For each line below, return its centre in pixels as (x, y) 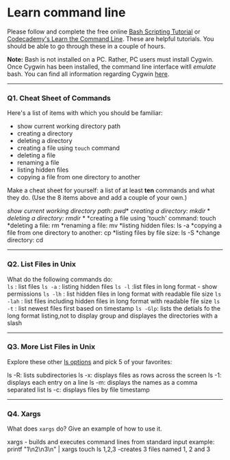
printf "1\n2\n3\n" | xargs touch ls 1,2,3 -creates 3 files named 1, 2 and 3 (109, 449)
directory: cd (25, 240)
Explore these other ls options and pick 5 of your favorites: (90, 361)
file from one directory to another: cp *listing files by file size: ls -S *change (114, 233)
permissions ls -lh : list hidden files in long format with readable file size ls (114, 294)
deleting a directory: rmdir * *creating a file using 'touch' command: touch (112, 218)
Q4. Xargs (24, 413)
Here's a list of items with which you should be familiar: (85, 113)
